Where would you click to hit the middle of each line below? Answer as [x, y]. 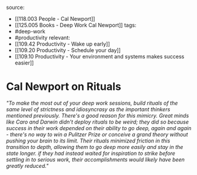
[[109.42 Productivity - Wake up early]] [62, 44]
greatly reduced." [28, 166]
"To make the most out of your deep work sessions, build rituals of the [92, 103]
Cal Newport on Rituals [64, 87]
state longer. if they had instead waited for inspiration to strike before [91, 153]
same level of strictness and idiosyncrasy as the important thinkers [88, 109]
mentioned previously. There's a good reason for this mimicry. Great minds [98, 115]
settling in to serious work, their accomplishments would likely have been [96, 159]
